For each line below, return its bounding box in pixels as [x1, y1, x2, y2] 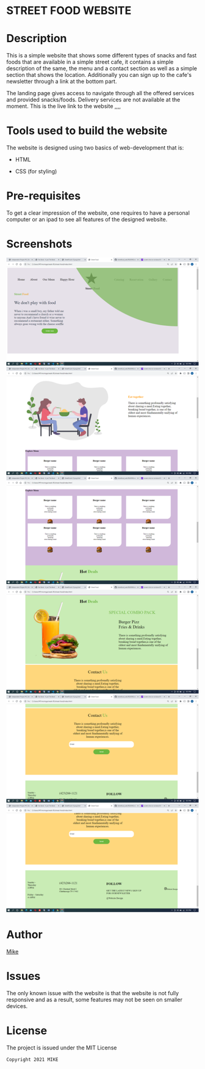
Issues [6, 970, 41, 983]
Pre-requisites [6, 189, 81, 203]
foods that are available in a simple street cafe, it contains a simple [6, 59, 174, 66]
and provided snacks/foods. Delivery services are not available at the [6, 96, 181, 104]
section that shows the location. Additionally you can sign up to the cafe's [6, 71, 192, 79]
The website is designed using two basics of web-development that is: [6, 144, 184, 151]
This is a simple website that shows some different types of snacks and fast [6, 52, 197, 59]
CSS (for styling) [15, 168, 57, 175]
